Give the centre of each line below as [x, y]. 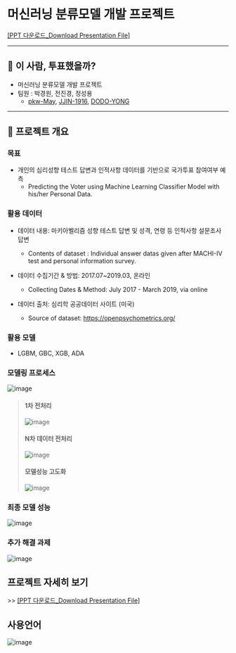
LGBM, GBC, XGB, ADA [51, 353]
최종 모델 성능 [29, 507]
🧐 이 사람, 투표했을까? [52, 66]
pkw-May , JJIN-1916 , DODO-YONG [79, 101]
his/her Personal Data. [60, 194]
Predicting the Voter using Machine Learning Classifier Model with [124, 186]
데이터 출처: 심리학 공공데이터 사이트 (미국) [76, 304]
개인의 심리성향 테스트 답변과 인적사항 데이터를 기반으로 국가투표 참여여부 [118, 170]
